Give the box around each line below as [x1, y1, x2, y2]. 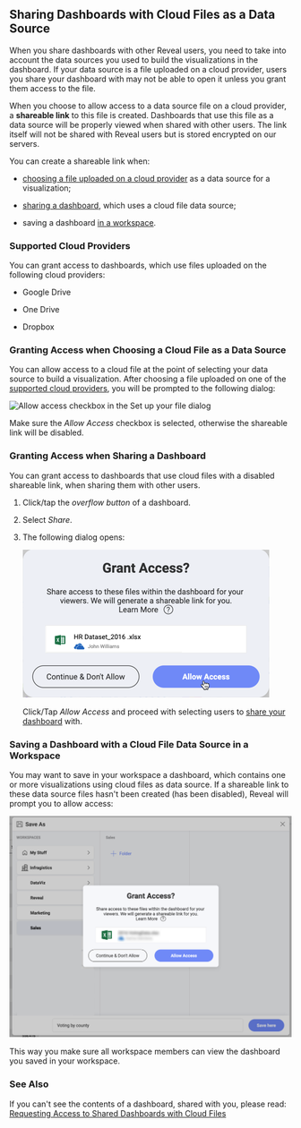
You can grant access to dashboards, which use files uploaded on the [9, 260, 267, 271]
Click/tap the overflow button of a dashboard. [21, 497, 191, 508]
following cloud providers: [9, 269, 106, 280]
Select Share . [21, 514, 73, 525]
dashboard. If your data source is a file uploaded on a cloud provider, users [9, 64, 288, 74]
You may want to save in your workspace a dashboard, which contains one [9, 770, 287, 780]
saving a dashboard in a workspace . [21, 217, 157, 227]
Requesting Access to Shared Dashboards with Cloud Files [9, 1107, 227, 1118]
